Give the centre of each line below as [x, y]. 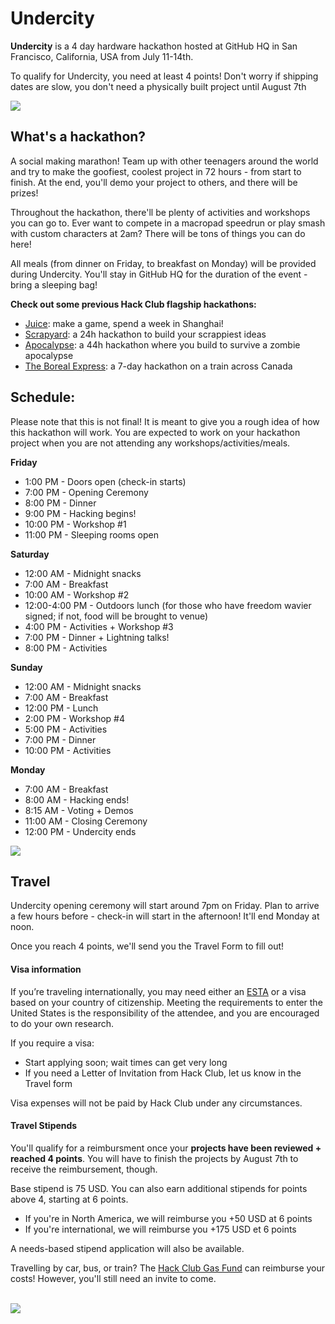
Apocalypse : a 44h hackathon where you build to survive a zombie [162, 344]
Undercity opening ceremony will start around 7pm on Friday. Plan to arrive [165, 906]
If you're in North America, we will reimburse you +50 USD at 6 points [168, 1218]
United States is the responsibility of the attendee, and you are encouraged [165, 1013]
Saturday [30, 554]
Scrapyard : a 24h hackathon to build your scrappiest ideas [145, 334]
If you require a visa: [52, 1043]
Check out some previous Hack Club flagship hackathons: [133, 304]
